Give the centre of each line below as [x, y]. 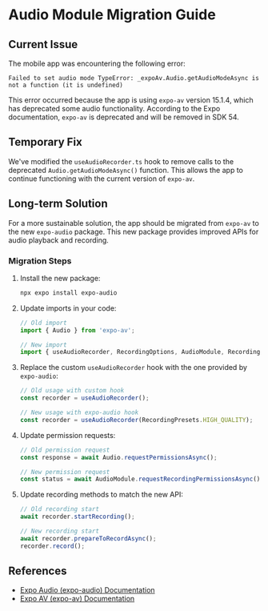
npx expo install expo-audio [68, 293]
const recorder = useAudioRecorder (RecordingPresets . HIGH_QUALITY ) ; [136, 420]
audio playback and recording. [59, 240]
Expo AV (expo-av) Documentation [77, 599]
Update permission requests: [68, 435]
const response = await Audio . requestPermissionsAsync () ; [118, 457]
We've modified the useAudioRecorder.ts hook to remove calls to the [121, 161]
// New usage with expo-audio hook [79, 413]
